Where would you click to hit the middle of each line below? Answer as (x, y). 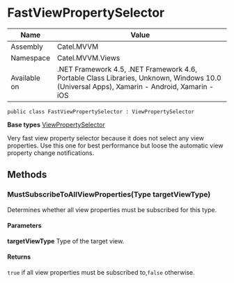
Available (25, 78)
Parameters (24, 226)
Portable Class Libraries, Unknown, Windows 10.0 (139, 78)
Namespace (31, 58)
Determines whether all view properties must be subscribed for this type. (112, 209)
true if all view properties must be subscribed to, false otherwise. (101, 273)
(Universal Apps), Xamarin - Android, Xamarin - (135, 86)
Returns (19, 257)
